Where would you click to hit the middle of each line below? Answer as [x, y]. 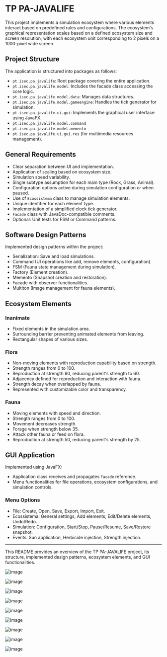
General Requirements [41, 155]
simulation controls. [33, 487]
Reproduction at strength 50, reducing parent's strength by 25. [76, 439]
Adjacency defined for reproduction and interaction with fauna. [77, 379]
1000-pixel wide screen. [30, 43]
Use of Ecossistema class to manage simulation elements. [71, 198]
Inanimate [17, 318]
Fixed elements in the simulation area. [51, 329]
